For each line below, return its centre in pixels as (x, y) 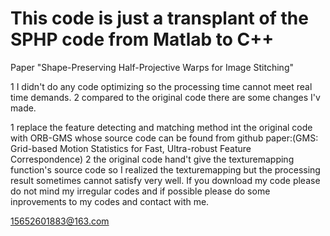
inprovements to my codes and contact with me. (110, 201)
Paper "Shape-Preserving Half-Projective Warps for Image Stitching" (152, 67)
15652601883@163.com (60, 221)
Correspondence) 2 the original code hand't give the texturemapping (152, 159)
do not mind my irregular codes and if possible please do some (140, 191)
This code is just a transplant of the (159, 18)
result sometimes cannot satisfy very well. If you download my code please (165, 180)
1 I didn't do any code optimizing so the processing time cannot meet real (161, 86)
